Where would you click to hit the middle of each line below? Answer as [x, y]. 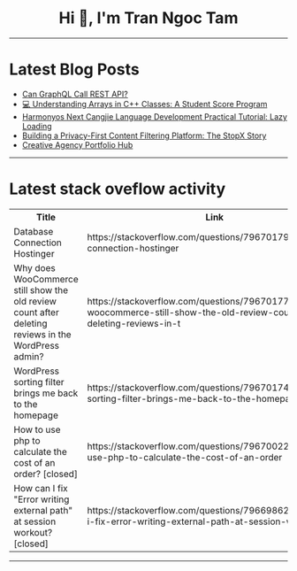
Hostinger [34, 253]
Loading [37, 126]
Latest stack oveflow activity [118, 189]
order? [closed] [46, 474]
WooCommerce [46, 279]
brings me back [46, 393]
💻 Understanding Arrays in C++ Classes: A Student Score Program [145, 104]
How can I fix [41, 488]
